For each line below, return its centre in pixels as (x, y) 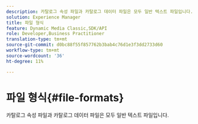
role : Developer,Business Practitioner (55, 34)
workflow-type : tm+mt (33, 50)
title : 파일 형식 (25, 23)
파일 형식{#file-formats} (65, 98)
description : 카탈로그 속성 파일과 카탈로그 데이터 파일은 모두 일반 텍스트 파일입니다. (100, 12)
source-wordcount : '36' (36, 56)
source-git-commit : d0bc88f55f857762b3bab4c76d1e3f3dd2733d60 (84, 45)
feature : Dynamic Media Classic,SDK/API (57, 28)
